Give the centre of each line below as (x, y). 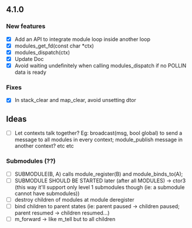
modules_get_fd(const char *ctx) (54, 46)
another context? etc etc (44, 146)
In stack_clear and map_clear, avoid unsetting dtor (75, 100)
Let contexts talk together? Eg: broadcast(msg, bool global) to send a (98, 133)
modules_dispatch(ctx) (42, 52)
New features (26, 26)
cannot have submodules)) (47, 193)
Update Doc (29, 59)
